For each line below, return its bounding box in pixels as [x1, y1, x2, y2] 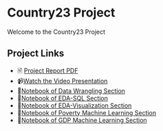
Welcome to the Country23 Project [7, 28, 105, 36]
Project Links [7, 48, 65, 59]
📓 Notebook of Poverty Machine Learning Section [17, 108, 157, 117]
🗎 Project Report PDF [17, 66, 78, 74]
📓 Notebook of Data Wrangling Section [17, 86, 126, 94]
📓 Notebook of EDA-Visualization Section [17, 101, 132, 110]
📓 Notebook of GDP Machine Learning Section [17, 116, 147, 124]
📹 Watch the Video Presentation [17, 77, 108, 85]
